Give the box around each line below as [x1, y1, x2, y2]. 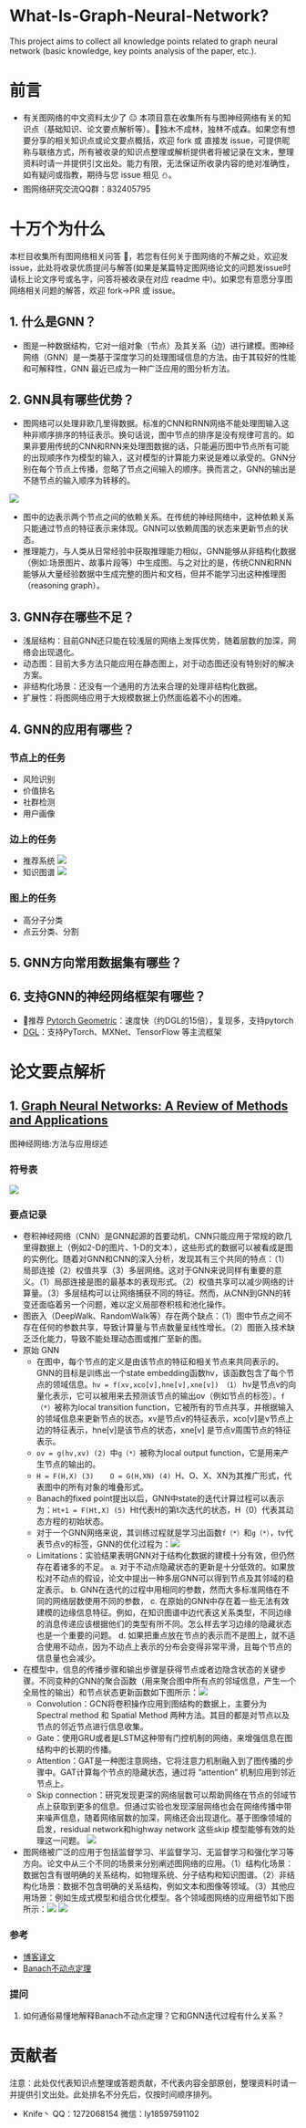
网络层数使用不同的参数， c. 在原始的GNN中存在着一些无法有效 [52, 1596, 290, 1607]
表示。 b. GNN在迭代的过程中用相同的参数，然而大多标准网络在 [44, 1584, 282, 1595]
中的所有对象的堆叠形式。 [52, 1482, 148, 1493]
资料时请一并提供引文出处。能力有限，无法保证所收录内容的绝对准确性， [22, 157, 294, 169]
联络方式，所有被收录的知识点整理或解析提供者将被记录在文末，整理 [38, 146, 294, 157]
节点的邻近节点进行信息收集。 [36, 1721, 148, 1732]
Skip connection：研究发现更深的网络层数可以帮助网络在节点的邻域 [36, 1789, 289, 1800]
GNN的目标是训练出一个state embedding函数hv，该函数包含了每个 [36, 1368, 287, 1379]
